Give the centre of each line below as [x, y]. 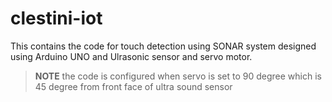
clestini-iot [56, 18]
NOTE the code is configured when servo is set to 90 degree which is [178, 76]
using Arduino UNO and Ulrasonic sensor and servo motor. [131, 56]
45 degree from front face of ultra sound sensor [133, 86]
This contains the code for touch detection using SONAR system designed [163, 46]
